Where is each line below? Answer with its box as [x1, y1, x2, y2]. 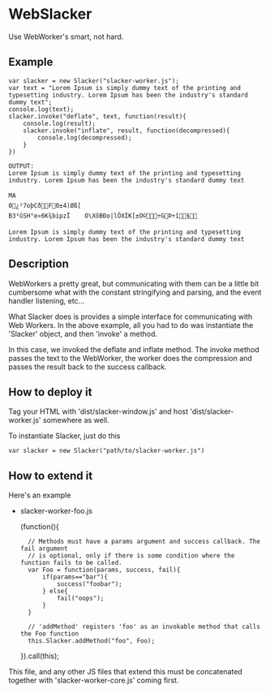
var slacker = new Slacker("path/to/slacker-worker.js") [8, 447, 205, 455]
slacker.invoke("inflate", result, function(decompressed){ [23, 127, 230, 135]
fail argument [19, 544, 68, 553]
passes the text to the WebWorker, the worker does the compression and [8, 353, 253, 363]
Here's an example [8, 490, 71, 500]
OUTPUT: [8, 161, 35, 170]
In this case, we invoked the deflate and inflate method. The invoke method [8, 344, 259, 354]
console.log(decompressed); [37, 133, 132, 142]
